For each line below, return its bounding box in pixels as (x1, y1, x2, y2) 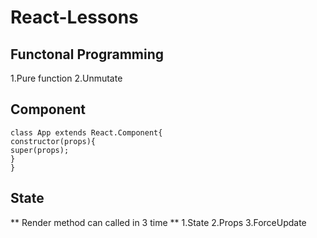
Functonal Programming (10, 46, 165, 63)
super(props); (10, 145, 70, 155)
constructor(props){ (10, 136, 97, 146)
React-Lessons (10, 6, 139, 29)
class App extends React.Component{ (10, 127, 163, 138)
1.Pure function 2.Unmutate (10, 72, 123, 84)
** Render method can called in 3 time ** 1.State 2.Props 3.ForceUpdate (10, 216, 307, 228)
